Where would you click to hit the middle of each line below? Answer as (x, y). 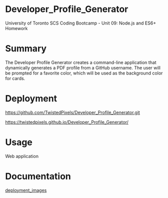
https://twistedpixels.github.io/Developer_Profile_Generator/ (67, 122)
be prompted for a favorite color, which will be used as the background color (84, 73)
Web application (22, 156)
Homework (16, 28)
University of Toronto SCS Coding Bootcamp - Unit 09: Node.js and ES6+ (81, 23)
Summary (26, 49)
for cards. (15, 78)
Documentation (38, 176)
